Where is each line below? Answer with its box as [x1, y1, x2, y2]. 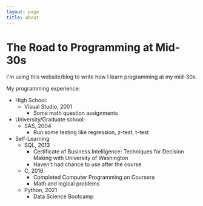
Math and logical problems [33, 180, 100, 187]
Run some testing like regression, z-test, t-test [33, 129, 149, 136]
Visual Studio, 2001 [24, 103, 73, 111]
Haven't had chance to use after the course [33, 161, 142, 168]
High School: [15, 97, 47, 104]
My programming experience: [6, 85, 81, 92]
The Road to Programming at [6, 40, 153, 54]
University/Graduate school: [15, 116, 85, 123]
